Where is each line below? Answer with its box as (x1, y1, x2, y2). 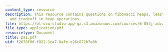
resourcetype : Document (5, 30, 55, 35)
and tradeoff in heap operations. (9, 16, 81, 21)
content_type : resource (5, 7, 55, 12)
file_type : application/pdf (5, 26, 64, 31)
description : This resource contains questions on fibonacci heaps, (5, 12, 151, 17)
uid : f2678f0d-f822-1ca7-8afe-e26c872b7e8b (5, 40, 97, 45)
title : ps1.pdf (5, 35, 37, 40)
